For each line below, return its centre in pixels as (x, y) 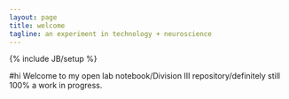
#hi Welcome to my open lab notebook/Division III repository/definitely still (145, 76)
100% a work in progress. (56, 86)
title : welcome (37, 26)
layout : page (33, 17)
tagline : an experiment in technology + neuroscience (111, 34)
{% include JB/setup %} (53, 59)
